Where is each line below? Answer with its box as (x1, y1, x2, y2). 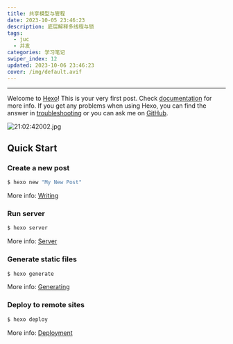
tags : (7, 29, 23, 37)
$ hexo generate (7, 270, 54, 277)
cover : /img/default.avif (7, 68, 82, 75)
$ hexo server (7, 224, 49, 231)
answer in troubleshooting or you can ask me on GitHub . (7, 108, 169, 117)
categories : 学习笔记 (7, 49, 66, 56)
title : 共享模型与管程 (7, 10, 66, 17)
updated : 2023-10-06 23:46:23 (7, 62, 95, 69)
